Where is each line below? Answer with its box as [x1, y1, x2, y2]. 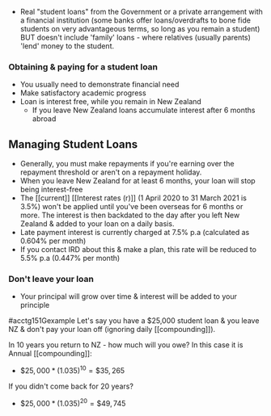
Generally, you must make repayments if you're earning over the [19, 159, 235, 169]
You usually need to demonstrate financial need [19, 80, 180, 90]
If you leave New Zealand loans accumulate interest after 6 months [32, 105, 256, 116]
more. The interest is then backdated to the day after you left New [19, 210, 240, 221]
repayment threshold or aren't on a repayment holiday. [19, 167, 202, 177]
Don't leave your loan [8, 274, 95, 285]
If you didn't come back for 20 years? [8, 381, 133, 391]
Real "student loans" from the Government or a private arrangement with [19, 7, 263, 16]
